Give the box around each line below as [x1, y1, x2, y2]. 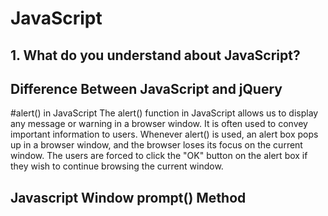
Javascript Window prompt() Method [10, 189, 247, 206]
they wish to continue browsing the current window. [10, 160, 224, 172]
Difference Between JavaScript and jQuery [10, 80, 283, 97]
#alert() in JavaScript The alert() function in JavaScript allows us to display [10, 107, 319, 119]
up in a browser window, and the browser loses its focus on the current [10, 139, 303, 151]
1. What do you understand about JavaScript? [10, 47, 301, 64]
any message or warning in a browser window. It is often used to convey [10, 118, 308, 130]
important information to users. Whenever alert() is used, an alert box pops [10, 128, 319, 141]
